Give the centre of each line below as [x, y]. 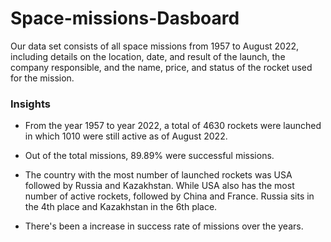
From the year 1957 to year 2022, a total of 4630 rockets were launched [173, 126]
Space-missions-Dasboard [125, 18]
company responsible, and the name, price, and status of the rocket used [161, 67]
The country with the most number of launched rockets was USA [158, 175]
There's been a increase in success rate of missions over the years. [164, 226]
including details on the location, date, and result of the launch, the [148, 56]
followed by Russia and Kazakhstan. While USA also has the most [159, 186]
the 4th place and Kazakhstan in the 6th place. [121, 207]
